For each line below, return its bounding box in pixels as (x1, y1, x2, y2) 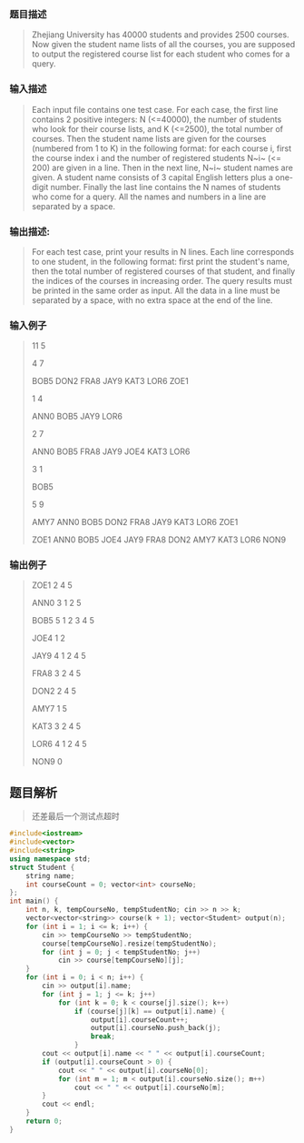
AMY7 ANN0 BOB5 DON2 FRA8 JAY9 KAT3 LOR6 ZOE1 (31, 517, 239, 528)
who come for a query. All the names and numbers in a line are (31, 191, 267, 202)
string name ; (25, 871, 75, 880)
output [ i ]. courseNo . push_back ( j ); (90, 1024, 221, 1033)
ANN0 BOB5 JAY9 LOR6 (31, 411, 123, 422)
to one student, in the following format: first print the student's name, (31, 256, 290, 267)
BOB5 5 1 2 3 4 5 (31, 615, 95, 626)
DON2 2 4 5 (31, 685, 77, 697)
